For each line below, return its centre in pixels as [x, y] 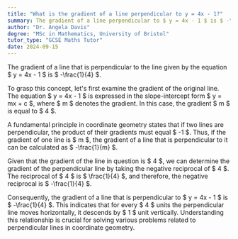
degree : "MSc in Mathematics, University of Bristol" [89, 34]
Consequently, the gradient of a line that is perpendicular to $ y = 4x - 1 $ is [118, 197]
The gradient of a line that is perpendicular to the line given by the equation [117, 67]
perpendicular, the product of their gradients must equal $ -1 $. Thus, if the [117, 132]
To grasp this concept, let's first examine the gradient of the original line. [113, 88]
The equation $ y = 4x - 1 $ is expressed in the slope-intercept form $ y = [115, 96]
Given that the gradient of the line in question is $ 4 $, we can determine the [119, 161]
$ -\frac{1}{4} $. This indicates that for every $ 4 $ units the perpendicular [116, 205]
